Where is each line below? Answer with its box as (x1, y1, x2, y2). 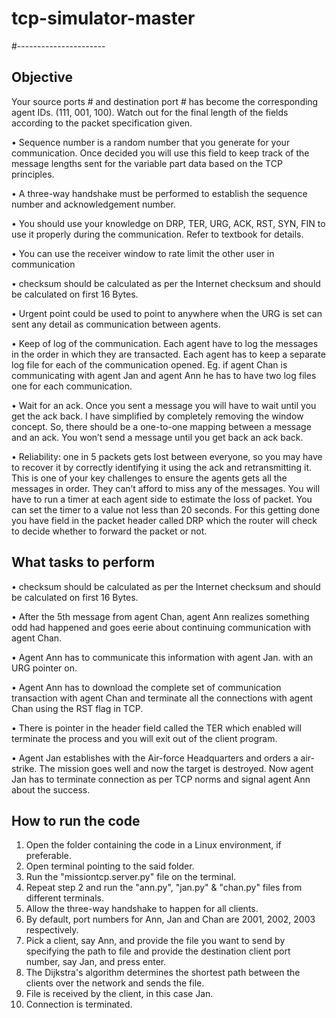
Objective (11, 69, 74, 86)
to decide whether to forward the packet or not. (11, 525, 208, 537)
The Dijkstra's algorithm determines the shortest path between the (25, 967, 301, 979)
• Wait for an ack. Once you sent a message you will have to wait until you (11, 399, 317, 411)
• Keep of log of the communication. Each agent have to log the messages (11, 337, 319, 349)
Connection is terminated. (25, 998, 133, 1011)
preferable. (25, 850, 72, 862)
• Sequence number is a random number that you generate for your (11, 136, 291, 148)
